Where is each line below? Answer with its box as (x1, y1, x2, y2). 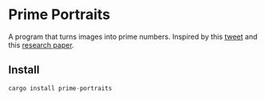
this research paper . (8, 40, 74, 49)
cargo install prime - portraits (8, 84, 113, 92)
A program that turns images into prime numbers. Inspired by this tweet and (8, 32, 258, 41)
